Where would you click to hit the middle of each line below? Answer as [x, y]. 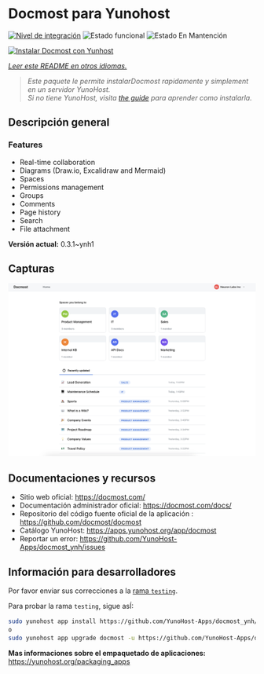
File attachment [45, 229]
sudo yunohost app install [52, 621]
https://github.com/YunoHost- [128, 539]
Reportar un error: [49, 539]
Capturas [31, 269]
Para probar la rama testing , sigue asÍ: [71, 606]
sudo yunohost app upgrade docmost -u [71, 638]
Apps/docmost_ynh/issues [62, 548]
